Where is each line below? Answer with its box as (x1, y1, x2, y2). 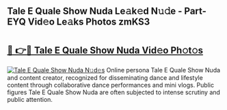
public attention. (7, 96, 53, 103)
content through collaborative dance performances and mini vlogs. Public (7, 81, 214, 89)
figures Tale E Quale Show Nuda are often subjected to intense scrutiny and (7, 88, 221, 96)
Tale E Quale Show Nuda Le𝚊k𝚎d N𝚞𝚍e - (7, 5, 183, 17)
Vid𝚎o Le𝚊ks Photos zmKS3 (27, 16, 150, 28)
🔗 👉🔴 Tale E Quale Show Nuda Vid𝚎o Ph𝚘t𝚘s (7, 44, 204, 56)
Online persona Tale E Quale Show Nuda (106, 66, 221, 74)
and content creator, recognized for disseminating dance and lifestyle (7, 74, 203, 81)
